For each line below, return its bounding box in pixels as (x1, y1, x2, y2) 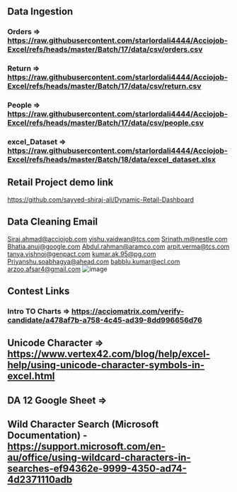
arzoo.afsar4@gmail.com (7, 265, 81, 273)
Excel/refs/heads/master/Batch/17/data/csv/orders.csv (7, 45, 203, 55)
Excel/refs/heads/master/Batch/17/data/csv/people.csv (7, 118, 204, 128)
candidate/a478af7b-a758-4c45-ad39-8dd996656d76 (7, 315, 203, 325)
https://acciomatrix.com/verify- (71, 307, 185, 316)
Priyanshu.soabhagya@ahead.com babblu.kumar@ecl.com (7, 257, 180, 265)
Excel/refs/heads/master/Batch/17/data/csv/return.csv (7, 81, 202, 91)
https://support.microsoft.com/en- (7, 440, 166, 452)
